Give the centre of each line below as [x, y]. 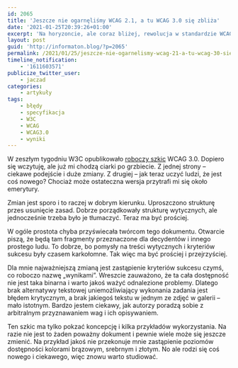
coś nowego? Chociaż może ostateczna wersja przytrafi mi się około [107, 182]
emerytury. [23, 189]
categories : [25, 86]
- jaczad [33, 80]
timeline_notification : [42, 60]
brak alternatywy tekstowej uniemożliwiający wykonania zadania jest [108, 290]
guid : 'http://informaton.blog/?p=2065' [68, 47]
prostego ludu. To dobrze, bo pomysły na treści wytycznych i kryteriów [111, 247]
